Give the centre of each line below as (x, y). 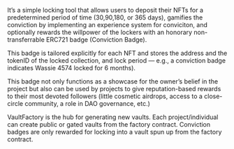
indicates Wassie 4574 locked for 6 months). (72, 68)
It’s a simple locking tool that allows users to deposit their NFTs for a (105, 10)
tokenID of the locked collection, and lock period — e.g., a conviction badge (116, 61)
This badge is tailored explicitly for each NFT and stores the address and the (117, 53)
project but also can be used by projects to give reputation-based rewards (114, 89)
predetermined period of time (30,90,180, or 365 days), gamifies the (105, 17)
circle (15, 103)
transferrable (26, 40)
